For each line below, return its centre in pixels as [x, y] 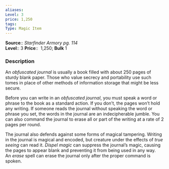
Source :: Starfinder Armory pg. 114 [42, 43]
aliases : [14, 10]
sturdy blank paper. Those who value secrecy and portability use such [78, 77]
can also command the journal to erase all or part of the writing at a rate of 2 [84, 119]
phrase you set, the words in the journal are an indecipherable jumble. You [82, 114]
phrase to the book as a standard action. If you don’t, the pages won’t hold [83, 103]
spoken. [14, 161]
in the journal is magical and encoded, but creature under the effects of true [84, 140]
